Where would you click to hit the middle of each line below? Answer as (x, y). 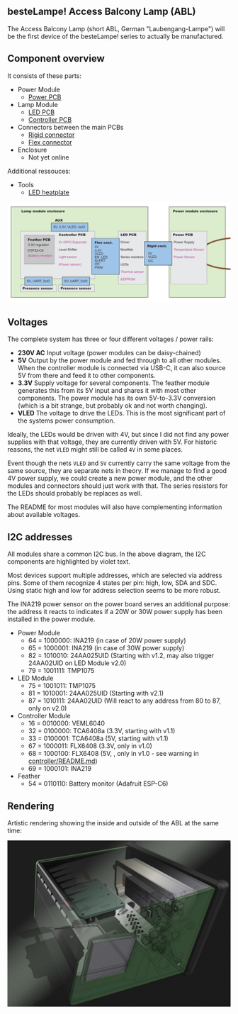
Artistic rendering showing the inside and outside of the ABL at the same (113, 823)
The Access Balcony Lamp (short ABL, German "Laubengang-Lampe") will (116, 28)
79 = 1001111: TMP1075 (61, 671)
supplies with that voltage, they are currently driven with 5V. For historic (112, 442)
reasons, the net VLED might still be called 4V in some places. (95, 450)
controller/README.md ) (63, 761)
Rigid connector (51, 135)
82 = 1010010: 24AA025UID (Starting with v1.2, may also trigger (121, 656)
